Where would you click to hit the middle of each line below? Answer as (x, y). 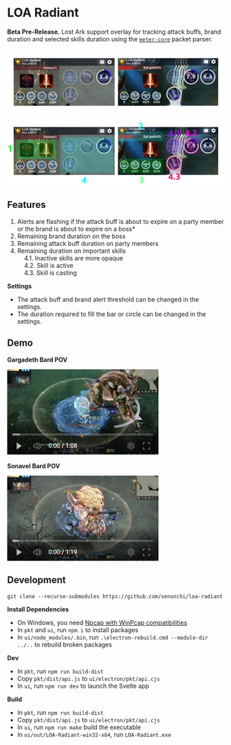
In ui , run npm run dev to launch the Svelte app (83, 686)
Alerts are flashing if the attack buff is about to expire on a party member (120, 221)
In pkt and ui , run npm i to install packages (78, 630)
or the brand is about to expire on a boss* (76, 229)
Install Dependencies (38, 609)
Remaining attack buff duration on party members (88, 243)
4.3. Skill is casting (50, 273)
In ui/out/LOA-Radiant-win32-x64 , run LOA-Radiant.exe (94, 735)
